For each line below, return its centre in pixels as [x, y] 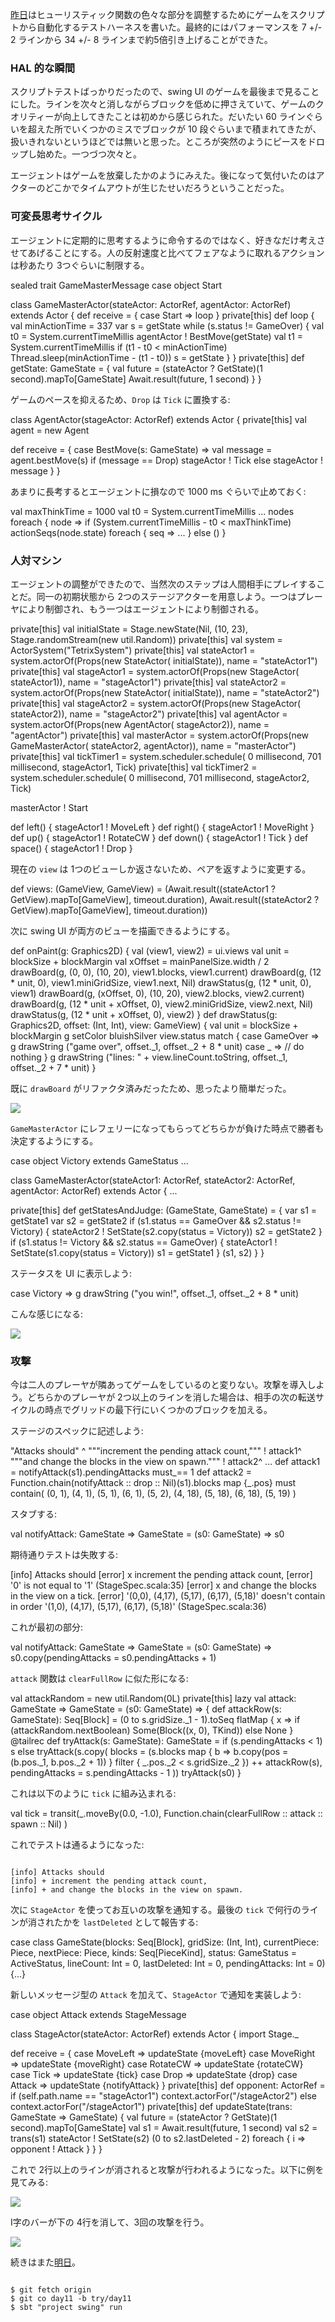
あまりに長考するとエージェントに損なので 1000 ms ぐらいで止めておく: [158, 491]
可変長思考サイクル [56, 216]
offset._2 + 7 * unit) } [53, 1067]
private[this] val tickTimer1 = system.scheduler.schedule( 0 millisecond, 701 [166, 756]
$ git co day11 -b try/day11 [71, 2299]
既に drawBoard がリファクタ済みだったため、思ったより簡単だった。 [151, 1088]
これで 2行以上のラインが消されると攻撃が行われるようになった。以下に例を [167, 2170]
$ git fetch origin [51, 2290]
